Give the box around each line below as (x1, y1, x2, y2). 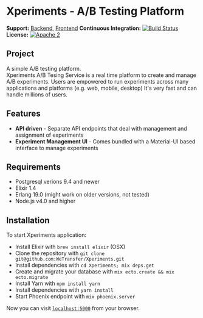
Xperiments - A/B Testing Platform (6, 4, 184, 18)
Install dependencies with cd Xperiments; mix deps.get (15, 261, 155, 269)
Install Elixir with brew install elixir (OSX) (15, 243, 126, 251)
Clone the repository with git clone (15, 250, 105, 257)
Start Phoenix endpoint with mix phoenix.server (15, 293, 136, 300)
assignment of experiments (15, 131, 84, 139)
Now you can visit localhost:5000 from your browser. (6, 305, 140, 312)
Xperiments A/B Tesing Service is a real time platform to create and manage (6, 71, 196, 79)
